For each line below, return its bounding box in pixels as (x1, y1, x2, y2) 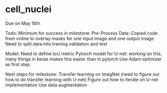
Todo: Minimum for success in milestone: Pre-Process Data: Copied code (5, 30, 158, 36)
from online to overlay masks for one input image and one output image (5, 35, 154, 41)
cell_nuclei (5, 4, 52, 15)
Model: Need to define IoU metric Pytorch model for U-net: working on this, (5, 51, 162, 57)
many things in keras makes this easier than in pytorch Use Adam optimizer (5, 56, 162, 62)
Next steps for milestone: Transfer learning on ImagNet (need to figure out (5, 71, 160, 77)
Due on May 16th (5, 20, 40, 26)
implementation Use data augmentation (5, 82, 87, 88)
